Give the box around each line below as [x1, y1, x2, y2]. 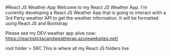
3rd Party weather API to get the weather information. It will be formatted [5, 15, 159, 21]
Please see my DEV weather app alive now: [5, 30, 96, 36]
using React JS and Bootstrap [5, 20, 68, 26]
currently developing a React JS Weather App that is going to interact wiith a [5, 10, 166, 16]
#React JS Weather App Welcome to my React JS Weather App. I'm [5, 5, 148, 10]
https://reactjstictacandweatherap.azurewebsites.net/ [5, 35, 118, 41]
